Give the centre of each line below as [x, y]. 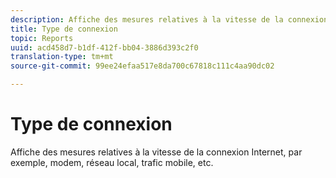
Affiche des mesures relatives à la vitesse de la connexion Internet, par [156, 152]
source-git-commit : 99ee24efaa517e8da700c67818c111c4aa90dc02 [142, 66]
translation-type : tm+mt [62, 57]
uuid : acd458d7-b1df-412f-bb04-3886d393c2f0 [104, 47]
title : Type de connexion [64, 29]
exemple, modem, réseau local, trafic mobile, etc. [112, 162]
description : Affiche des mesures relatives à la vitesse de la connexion [169, 19]
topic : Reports [42, 38]
